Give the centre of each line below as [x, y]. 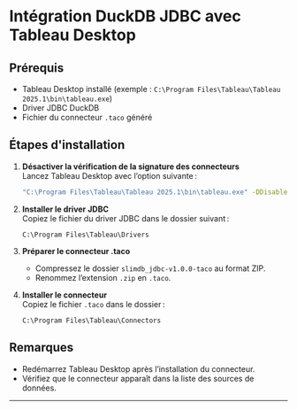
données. [39, 388]
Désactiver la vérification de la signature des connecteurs [131, 166]
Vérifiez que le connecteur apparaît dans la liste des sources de [138, 378]
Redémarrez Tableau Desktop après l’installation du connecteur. [138, 368]
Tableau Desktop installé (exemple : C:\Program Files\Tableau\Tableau [151, 89]
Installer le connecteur [65, 295]
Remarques [42, 348]
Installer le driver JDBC [65, 209]
